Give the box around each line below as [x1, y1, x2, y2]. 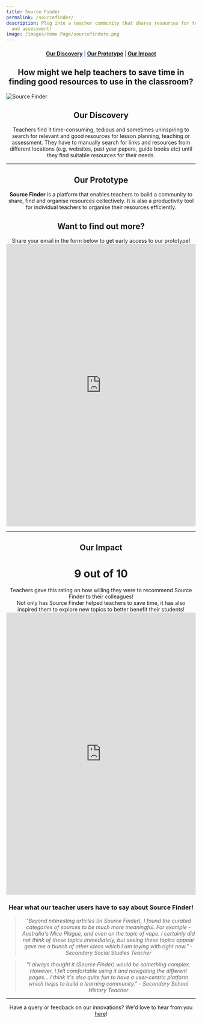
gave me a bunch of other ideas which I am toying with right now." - [24, 942, 193, 949]
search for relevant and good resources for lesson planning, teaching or [11, 133, 191, 140]
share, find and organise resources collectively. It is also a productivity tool [8, 197, 194, 205]
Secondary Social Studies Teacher [65, 949, 152, 956]
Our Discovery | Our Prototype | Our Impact [46, 49, 156, 57]
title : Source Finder [6, 8, 61, 15]
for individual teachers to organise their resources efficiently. [25, 204, 177, 211]
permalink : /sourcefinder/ [6, 14, 74, 20]
